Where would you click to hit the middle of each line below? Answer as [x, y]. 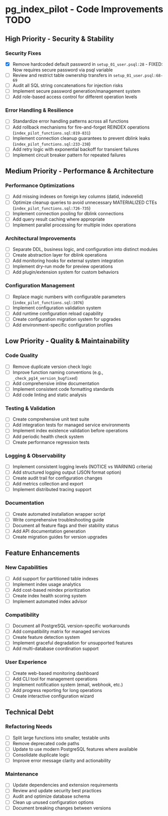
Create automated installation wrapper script [59, 514]
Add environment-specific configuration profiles [63, 324]
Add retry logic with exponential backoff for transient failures [76, 149]
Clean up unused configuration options [53, 802]
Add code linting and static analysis [49, 395]
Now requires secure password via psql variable [63, 70]
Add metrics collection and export [48, 484]
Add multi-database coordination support [55, 648]
